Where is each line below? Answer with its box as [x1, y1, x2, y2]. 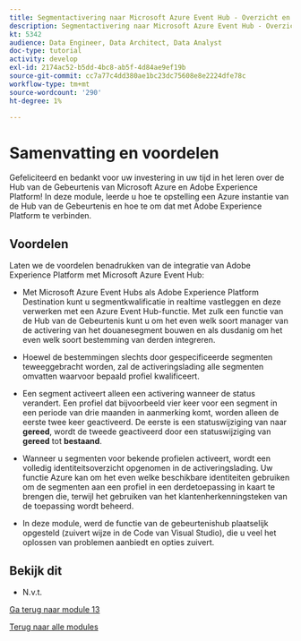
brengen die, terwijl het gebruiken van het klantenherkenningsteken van [21, 491, 288, 502]
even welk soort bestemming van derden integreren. [21, 335, 216, 346]
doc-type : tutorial [9, 47, 82, 56]
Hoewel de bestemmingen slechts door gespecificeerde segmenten [21, 352, 273, 363]
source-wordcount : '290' [9, 88, 102, 97]
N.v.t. [21, 586, 43, 597]
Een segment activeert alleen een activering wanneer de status [21, 389, 255, 399]
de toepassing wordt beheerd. [21, 500, 134, 511]
